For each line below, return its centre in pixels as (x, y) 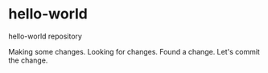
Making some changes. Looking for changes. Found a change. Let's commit (134, 51)
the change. (28, 60)
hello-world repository (45, 36)
